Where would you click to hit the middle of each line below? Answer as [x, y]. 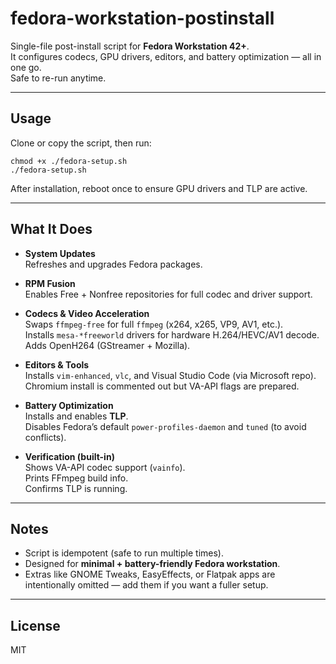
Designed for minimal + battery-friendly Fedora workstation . [152, 564]
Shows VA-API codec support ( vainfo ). [105, 467]
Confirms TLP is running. [76, 488]
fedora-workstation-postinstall [142, 18]
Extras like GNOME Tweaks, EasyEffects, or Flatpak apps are [150, 574]
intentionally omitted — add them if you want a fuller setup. [146, 585]
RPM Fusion [50, 283]
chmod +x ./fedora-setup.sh [69, 161]
